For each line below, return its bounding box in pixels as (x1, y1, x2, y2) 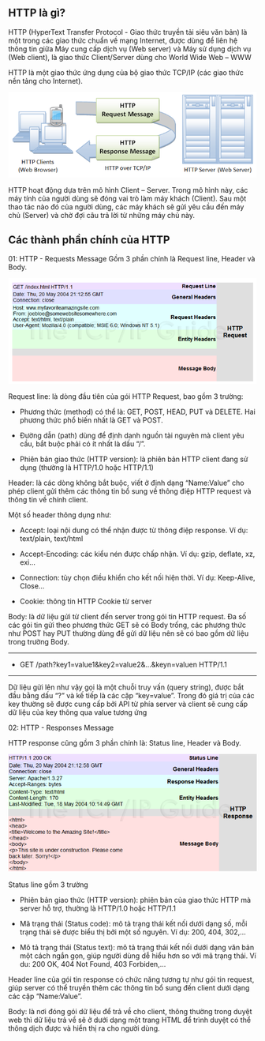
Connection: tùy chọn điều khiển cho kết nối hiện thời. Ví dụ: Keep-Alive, (19, 573, 256, 583)
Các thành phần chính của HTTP (8, 233, 170, 247)
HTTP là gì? (8, 6, 65, 20)
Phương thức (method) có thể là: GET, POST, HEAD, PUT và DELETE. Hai (19, 407, 256, 417)
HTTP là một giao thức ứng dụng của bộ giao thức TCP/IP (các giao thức (8, 67, 244, 77)
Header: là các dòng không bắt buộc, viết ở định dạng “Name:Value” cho (8, 478, 244, 488)
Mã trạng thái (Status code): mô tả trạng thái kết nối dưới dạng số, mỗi (19, 919, 248, 928)
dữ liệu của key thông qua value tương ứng (8, 708, 147, 717)
